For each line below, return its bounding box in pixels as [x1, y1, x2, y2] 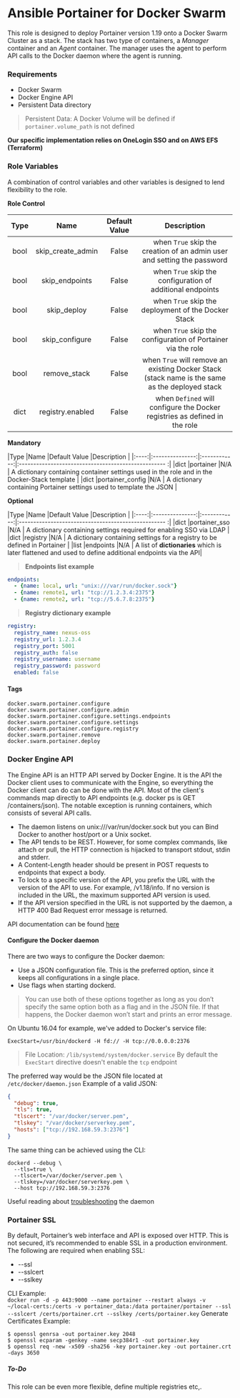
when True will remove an [141, 355, 228, 365]
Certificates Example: [7, 1317, 71, 1326]
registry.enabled [39, 406, 94, 416]
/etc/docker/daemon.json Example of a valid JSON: [7, 1079, 158, 1087]
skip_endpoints [41, 275, 93, 285]
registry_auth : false [14, 649, 79, 656]
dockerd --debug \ [7, 1159, 62, 1167]
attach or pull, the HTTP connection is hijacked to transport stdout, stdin [17, 845, 231, 854]
